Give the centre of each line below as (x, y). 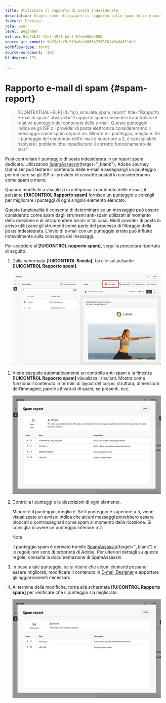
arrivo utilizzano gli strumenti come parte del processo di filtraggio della (78, 226)
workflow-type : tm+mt (27, 47)
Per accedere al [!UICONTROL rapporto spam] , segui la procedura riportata (83, 246)
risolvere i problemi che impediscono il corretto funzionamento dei (85, 144)
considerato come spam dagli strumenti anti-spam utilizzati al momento (78, 215)
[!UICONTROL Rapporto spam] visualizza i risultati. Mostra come (79, 378)
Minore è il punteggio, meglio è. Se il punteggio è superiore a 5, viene (83, 511)
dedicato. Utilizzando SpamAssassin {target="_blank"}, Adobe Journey (77, 164)
